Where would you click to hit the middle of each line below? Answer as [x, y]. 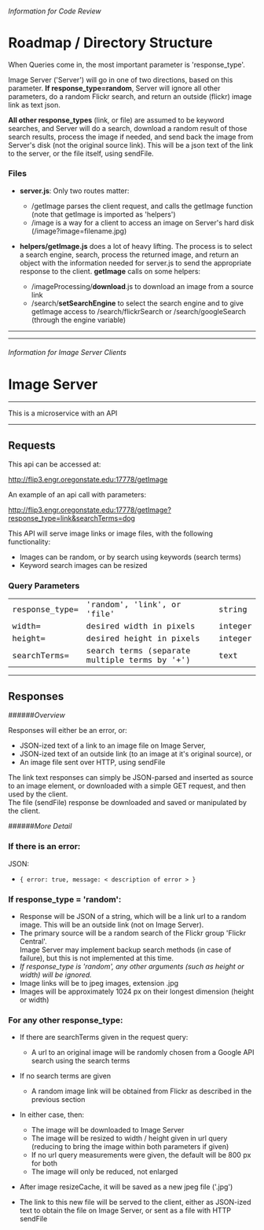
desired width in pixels [141, 626]
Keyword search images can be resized [83, 566]
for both [44, 1163]
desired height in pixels [143, 639]
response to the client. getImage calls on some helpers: [110, 271]
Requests [32, 445]
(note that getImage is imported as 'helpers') [103, 214]
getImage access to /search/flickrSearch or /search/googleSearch [138, 311]
